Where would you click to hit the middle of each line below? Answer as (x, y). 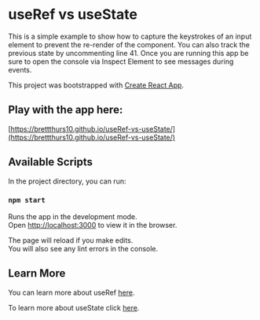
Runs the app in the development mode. (73, 216)
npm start (27, 200)
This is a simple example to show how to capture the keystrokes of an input (130, 36)
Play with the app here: (66, 110)
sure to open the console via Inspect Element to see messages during (121, 61)
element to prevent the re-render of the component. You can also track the (129, 44)
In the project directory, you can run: (67, 181)
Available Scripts (50, 162)
